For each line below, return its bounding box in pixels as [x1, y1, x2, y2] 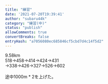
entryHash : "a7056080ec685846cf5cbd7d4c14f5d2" [5, 39, 104, 44]
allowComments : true [5, 30, 47, 35]
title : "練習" [5, 7, 33, 12]
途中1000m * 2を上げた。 [5, 74, 56, 80]
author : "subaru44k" [5, 16, 47, 21]
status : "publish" [5, 25, 43, 30]
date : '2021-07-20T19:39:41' [5, 12, 65, 17]
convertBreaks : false [5, 35, 49, 40]
